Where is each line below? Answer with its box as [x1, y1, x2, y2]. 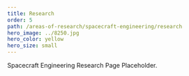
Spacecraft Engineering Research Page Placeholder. [7, 61, 158, 69]
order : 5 [7, 17, 33, 23]
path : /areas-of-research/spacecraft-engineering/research [7, 23, 183, 30]
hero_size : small [7, 42, 58, 49]
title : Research [7, 10, 54, 17]
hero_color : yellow [7, 36, 64, 43]
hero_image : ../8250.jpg [7, 29, 80, 37]
